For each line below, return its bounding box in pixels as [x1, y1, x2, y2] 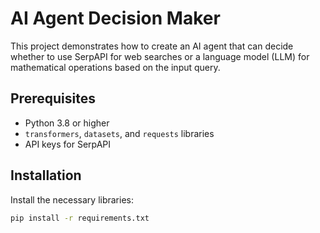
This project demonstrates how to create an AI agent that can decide [10, 40, 294, 52]
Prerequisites [10, 90, 96, 107]
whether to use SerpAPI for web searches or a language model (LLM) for [10, 50, 310, 62]
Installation [10, 167, 82, 184]
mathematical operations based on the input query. [10, 61, 221, 73]
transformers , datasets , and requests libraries [24, 127, 215, 139]
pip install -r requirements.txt [10, 213, 150, 223]
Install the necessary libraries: [10, 193, 135, 206]
